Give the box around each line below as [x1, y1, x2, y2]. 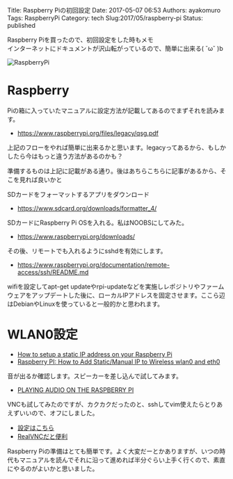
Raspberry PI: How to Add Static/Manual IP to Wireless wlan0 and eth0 [17, 357, 220, 366]
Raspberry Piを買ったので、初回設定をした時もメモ [7, 35, 154, 44]
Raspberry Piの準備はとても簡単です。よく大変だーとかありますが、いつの [7, 447, 220, 455]
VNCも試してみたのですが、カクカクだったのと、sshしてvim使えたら [7, 400, 205, 408]
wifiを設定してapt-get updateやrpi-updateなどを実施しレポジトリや [7, 282, 200, 291]
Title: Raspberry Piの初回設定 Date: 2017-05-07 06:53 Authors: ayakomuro [7, 6, 221, 14]
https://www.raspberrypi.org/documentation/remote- [17, 260, 170, 269]
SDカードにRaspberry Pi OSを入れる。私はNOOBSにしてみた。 [7, 218, 188, 227]
